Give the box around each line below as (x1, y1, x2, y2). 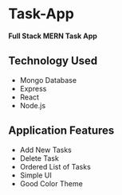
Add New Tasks (19, 145, 72, 154)
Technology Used (8, 54, 98, 68)
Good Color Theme (19, 178, 84, 188)
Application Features (8, 124, 115, 138)
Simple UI (19, 170, 52, 180)
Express (19, 84, 47, 93)
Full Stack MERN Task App (8, 31, 98, 41)
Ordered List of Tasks (19, 162, 92, 171)
